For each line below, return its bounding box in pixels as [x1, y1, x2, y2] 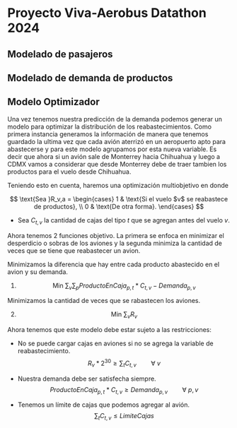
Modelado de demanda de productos [7, 72, 173, 84]
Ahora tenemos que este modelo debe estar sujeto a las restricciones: [7, 326, 212, 334]
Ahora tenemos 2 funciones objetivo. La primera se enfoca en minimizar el [7, 231, 224, 239]
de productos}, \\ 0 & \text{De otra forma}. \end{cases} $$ [34, 202, 204, 210]
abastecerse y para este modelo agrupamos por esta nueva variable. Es [7, 145, 217, 153]
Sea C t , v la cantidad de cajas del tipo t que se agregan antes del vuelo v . [17, 215, 230, 226]
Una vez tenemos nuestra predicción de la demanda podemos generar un [7, 114, 223, 123]
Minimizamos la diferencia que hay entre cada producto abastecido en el [7, 260, 220, 268]
